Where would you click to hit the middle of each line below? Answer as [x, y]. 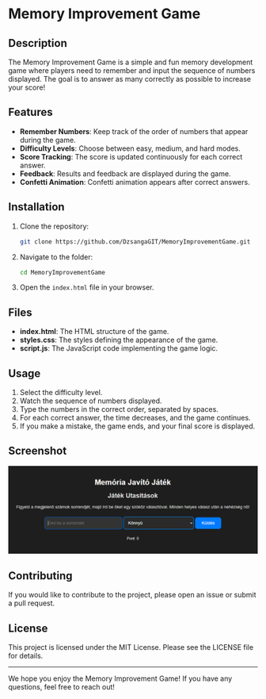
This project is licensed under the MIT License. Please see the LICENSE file [131, 647]
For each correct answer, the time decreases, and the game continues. [135, 418]
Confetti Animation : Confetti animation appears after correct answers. [135, 182]
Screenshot [38, 451]
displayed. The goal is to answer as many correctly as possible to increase [130, 79]
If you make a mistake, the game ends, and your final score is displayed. [137, 426]
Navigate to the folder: [56, 257]
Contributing [40, 576]
